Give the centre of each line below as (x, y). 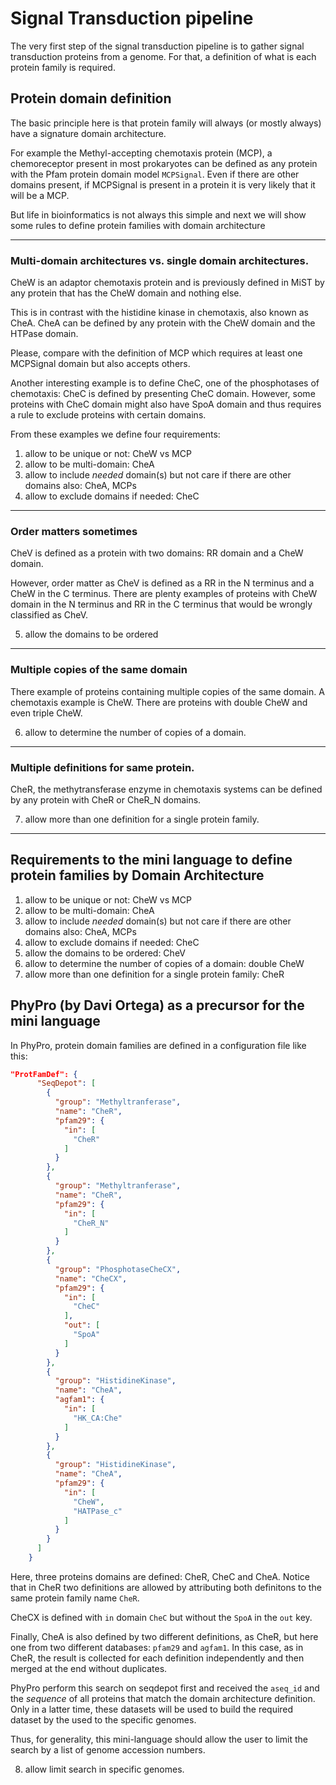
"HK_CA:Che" (98, 1418)
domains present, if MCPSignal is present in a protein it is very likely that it (163, 184)
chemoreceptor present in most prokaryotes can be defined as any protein (164, 163)
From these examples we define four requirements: (115, 434)
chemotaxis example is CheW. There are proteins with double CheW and (159, 702)
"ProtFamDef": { (44, 1074)
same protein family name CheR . (75, 1598)
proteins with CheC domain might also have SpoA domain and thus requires (166, 404)
